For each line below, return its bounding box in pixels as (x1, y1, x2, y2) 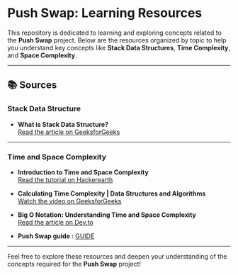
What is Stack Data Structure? (17, 120, 108, 128)
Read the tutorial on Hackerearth (17, 175, 113, 184)
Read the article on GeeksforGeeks (17, 128, 120, 136)
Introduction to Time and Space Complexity (17, 168, 149, 176)
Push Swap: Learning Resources (7, 5, 203, 21)
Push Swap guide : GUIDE (17, 232, 95, 240)
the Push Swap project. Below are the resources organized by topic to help (7, 35, 227, 44)
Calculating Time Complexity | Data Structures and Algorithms (17, 189, 206, 198)
